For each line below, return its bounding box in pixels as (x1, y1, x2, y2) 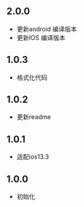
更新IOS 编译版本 (16, 33, 66, 42)
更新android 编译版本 (16, 24, 77, 33)
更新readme (16, 113, 51, 121)
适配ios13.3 (16, 152, 49, 161)
